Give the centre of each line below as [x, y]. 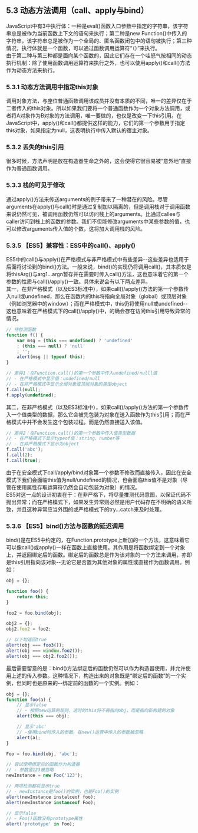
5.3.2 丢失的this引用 [35, 147]
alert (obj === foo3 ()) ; [35, 645]
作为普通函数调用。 [29, 168]
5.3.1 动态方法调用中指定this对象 [52, 87]
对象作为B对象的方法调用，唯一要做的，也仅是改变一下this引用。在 [101, 116]
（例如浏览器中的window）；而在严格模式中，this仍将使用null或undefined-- [97, 304]
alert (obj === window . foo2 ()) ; [44, 651]
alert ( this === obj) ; [43, 716]
